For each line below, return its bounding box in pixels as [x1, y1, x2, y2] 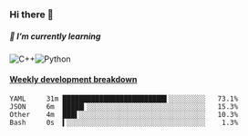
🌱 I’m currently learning [9, 31, 101, 42]
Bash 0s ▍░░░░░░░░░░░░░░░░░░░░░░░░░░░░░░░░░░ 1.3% [9, 118, 239, 128]
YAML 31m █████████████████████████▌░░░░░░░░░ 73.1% [9, 94, 239, 103]
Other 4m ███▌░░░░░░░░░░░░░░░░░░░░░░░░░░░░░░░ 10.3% [9, 111, 239, 120]
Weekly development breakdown [9, 74, 138, 85]
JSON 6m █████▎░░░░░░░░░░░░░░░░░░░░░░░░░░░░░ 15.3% [9, 102, 239, 112]
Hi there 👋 [9, 8, 55, 21]
